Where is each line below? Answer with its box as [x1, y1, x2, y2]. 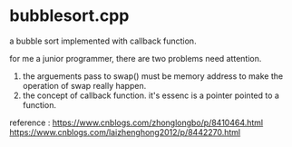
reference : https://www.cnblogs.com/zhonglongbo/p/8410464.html [9, 117, 264, 128]
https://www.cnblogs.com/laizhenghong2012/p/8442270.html [9, 126, 241, 137]
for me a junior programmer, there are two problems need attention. [9, 53, 262, 64]
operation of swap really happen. [22, 80, 147, 91]
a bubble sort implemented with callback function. [9, 35, 197, 46]
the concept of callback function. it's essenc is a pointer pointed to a [22, 90, 279, 101]
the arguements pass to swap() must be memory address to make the [22, 70, 284, 82]
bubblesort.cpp [9, 5, 130, 26]
